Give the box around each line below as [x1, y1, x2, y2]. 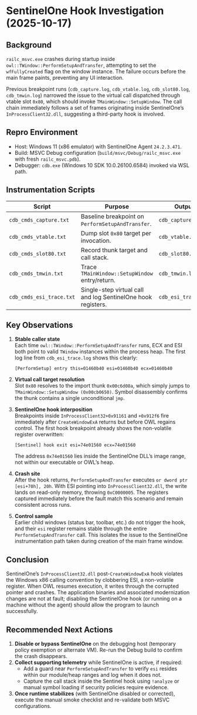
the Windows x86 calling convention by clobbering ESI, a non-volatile [6, 577, 174, 584]
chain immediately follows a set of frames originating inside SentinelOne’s [6, 104, 184, 111]
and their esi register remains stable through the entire [14, 525, 148, 532]
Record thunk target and [81, 246, 148, 254]
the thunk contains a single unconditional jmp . [14, 395, 125, 402]
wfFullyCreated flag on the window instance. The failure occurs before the [6, 68, 186, 74]
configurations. [14, 703, 52, 710]
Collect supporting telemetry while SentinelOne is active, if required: [14, 659, 183, 666]
